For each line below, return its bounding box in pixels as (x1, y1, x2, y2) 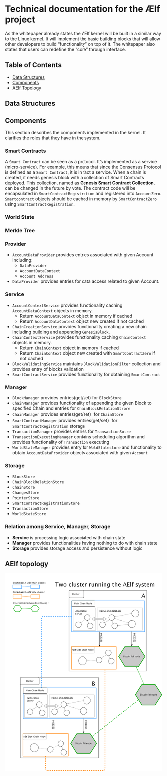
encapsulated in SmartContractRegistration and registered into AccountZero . (5, 191, 162, 197)
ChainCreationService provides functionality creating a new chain (12, 323, 147, 329)
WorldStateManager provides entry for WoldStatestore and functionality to (12, 444, 162, 450)
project (5, 14, 36, 25)
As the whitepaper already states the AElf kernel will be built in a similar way (5, 30, 162, 36)
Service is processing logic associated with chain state (12, 534, 126, 540)
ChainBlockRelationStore (12, 480, 64, 485)
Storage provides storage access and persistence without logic (12, 545, 143, 551)
